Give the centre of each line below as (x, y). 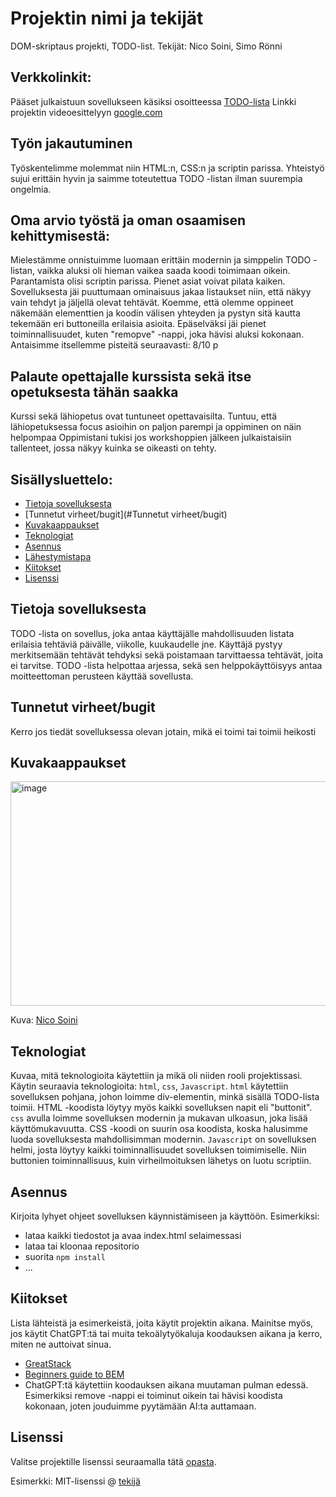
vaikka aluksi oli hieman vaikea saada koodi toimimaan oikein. (163, 271)
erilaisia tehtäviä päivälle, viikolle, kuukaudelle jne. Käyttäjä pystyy (146, 644)
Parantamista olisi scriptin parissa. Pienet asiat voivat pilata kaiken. (148, 281)
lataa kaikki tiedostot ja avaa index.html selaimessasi (133, 1236)
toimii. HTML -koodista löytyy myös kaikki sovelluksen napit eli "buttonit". (161, 1108)
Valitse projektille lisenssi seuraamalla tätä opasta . (113, 1461)
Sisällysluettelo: (61, 479)
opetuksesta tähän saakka (94, 392)
